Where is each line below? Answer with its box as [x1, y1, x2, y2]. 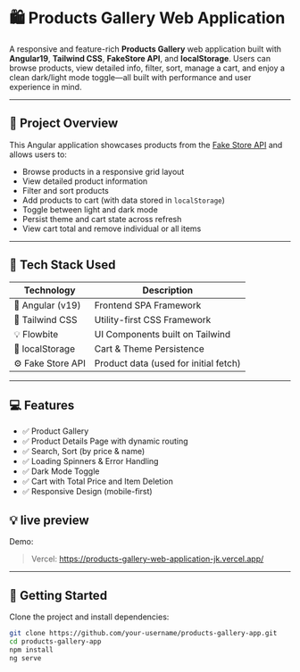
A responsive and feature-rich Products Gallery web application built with [9, 43, 282, 54]
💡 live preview [9, 512, 89, 527]
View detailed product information [21, 176, 148, 187]
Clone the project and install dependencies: [9, 611, 170, 622]
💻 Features [9, 397, 75, 412]
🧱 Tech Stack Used [9, 257, 116, 273]
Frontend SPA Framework [94, 299, 202, 311]
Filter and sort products [21, 185, 109, 195]
